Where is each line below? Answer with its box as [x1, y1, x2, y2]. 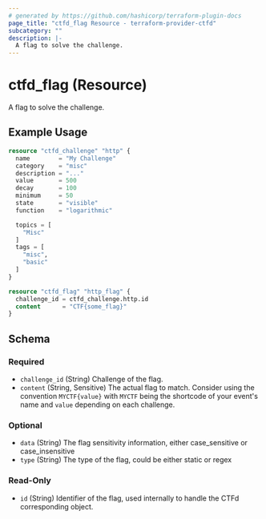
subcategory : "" [8, 26, 62, 34]
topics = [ [15, 221, 52, 229]
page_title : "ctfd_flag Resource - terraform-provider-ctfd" [8, 19, 217, 27]
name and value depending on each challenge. [19, 400, 175, 409]
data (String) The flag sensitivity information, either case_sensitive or [19, 438, 248, 448]
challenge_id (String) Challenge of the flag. [19, 374, 163, 384]
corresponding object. [19, 501, 94, 511]
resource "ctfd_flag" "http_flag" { [8, 288, 131, 296]
